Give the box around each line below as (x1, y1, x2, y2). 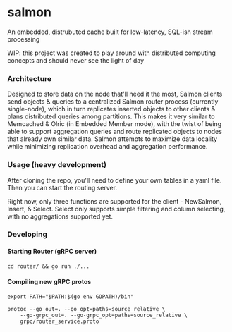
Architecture (7, 73, 52, 83)
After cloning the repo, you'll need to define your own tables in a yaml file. (7, 176, 222, 184)
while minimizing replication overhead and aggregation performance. (7, 142, 208, 151)
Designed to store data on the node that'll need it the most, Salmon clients (7, 90, 223, 99)
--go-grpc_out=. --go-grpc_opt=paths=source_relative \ (20, 312, 188, 319)
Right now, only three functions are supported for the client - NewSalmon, (7, 197, 222, 205)
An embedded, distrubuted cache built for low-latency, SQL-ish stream (7, 27, 213, 36)
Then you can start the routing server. (7, 183, 118, 192)
